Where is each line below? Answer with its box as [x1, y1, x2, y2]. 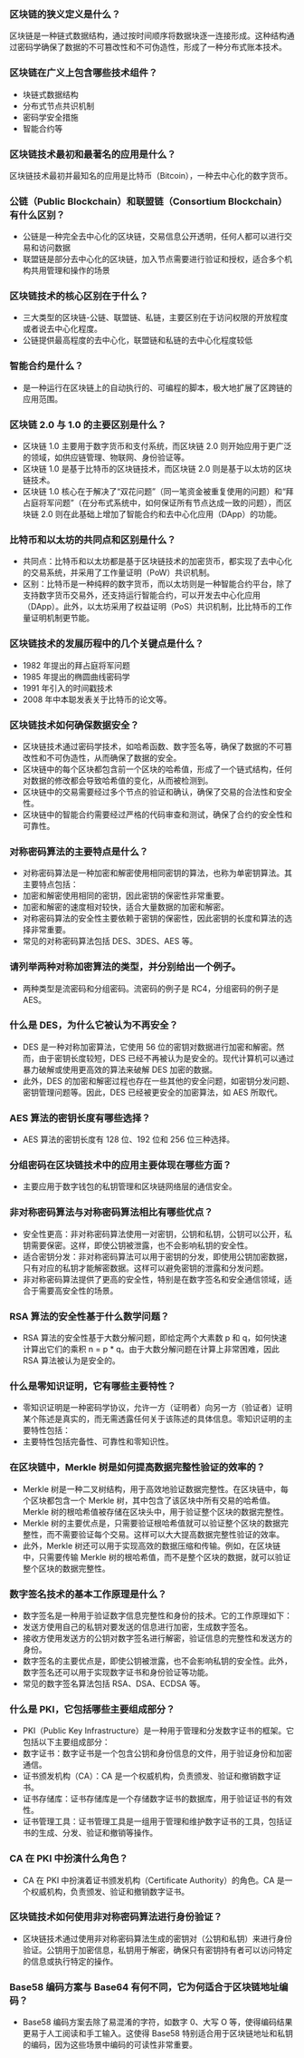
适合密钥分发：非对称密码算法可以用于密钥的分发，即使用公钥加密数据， [22, 1251, 292, 1262]
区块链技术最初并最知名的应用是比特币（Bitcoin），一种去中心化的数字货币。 [9, 170, 293, 180]
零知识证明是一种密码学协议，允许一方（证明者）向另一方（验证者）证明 [22, 1402, 292, 1413]
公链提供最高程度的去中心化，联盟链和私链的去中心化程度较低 [22, 335, 253, 346]
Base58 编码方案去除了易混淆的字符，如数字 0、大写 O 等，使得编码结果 [22, 2016, 293, 2028]
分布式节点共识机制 [22, 100, 95, 111]
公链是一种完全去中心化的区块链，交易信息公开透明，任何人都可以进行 [22, 231, 285, 242]
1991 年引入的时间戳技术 [22, 682, 113, 693]
